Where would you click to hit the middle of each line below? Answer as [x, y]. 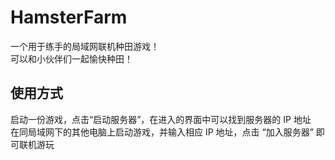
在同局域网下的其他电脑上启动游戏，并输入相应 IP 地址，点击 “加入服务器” [162, 132]
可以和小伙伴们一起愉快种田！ [71, 58]
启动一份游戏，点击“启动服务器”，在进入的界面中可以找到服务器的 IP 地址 [161, 119]
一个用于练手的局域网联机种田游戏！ [85, 46]
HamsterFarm [69, 17]
